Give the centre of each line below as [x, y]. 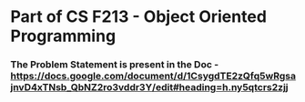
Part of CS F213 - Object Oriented [139, 17]
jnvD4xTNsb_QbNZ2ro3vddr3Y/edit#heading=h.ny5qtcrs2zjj [149, 87]
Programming [63, 36]
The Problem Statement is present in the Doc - [115, 65]
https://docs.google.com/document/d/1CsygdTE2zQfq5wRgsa [153, 76]
